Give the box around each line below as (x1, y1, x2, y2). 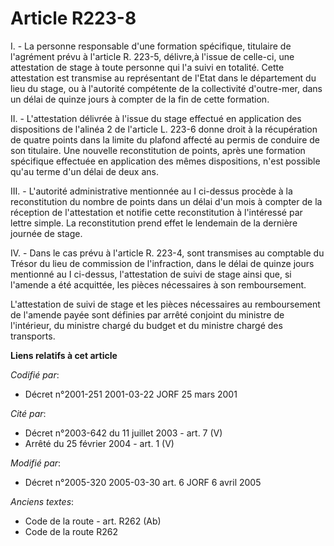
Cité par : (10, 407, 47, 419)
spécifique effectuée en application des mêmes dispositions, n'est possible (10, 155, 321, 167)
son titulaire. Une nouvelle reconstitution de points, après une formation (10, 144, 306, 156)
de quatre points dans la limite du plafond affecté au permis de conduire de (10, 133, 320, 146)
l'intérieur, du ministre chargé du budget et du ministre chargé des (10, 319, 283, 331)
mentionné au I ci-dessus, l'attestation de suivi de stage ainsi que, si (10, 268, 292, 280)
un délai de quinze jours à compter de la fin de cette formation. (10, 93, 270, 105)
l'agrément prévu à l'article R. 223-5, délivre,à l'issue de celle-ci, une (10, 50, 295, 62)
